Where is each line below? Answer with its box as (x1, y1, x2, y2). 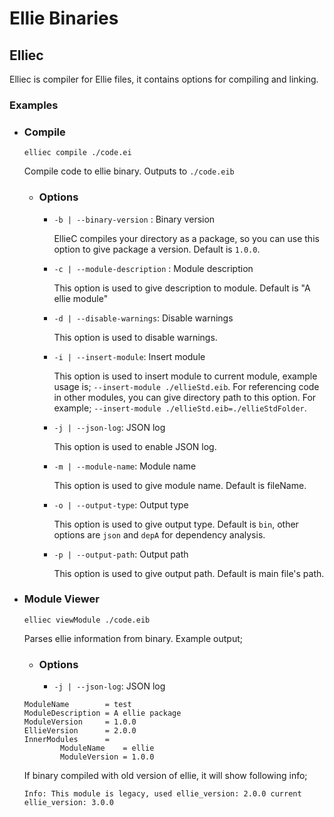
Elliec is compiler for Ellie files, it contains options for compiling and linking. (9, 73, 319, 85)
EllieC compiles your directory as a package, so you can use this (53, 232, 320, 244)
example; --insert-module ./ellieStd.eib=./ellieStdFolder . (53, 402, 307, 414)
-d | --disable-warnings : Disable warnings (53, 312, 234, 324)
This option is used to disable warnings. (53, 331, 218, 343)
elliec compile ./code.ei (23, 148, 132, 158)
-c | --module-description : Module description (53, 262, 254, 274)
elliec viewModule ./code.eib (23, 615, 151, 625)
